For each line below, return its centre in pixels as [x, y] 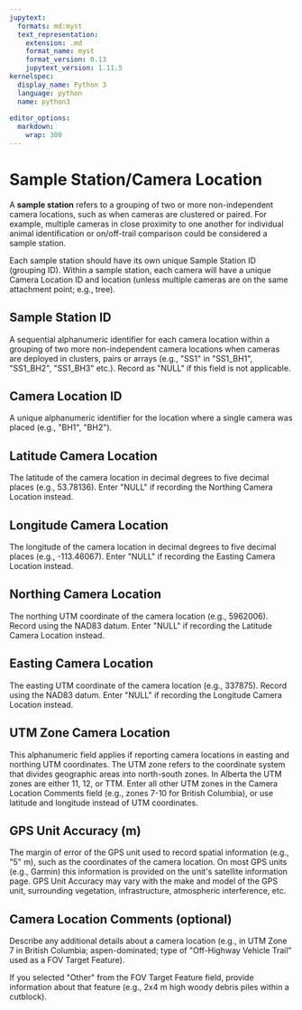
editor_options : [40, 118]
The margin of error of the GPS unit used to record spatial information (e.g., [149, 852]
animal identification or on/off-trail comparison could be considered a [138, 233]
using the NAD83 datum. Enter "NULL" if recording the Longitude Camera [146, 694]
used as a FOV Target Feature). [67, 960]
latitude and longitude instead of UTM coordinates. [104, 803]
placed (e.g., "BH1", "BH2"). [61, 427]
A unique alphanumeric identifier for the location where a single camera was [151, 418]
